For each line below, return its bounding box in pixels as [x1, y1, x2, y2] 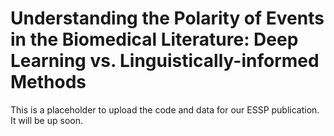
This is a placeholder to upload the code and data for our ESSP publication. [10, 103, 320, 116]
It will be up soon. [10, 114, 83, 126]
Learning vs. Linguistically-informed [10, 50, 320, 72]
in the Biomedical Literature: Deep [10, 28, 299, 51]
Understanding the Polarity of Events [10, 7, 325, 30]
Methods [10, 71, 87, 94]
